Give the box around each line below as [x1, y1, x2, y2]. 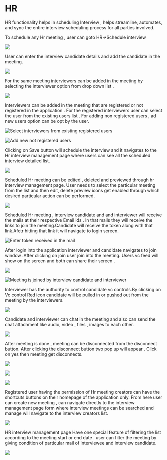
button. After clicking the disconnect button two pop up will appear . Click [5, 346, 157, 352]
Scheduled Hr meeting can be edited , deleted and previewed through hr [5, 177, 154, 183]
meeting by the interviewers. [5, 297, 64, 303]
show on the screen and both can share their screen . [5, 258, 115, 264]
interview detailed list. [5, 158, 50, 164]
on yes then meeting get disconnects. [5, 351, 83, 357]
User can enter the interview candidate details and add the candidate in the [5, 53, 160, 59]
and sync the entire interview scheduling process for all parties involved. [5, 24, 155, 30]
